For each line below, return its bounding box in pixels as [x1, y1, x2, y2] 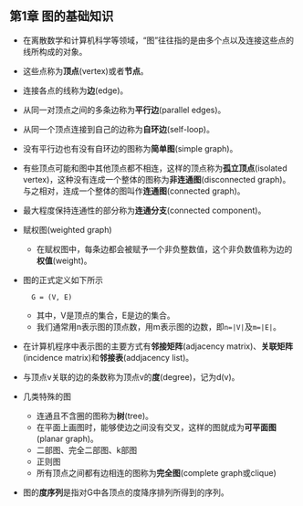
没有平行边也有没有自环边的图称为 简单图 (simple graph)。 [22, 142, 238, 153]
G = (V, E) [31, 292, 73, 301]
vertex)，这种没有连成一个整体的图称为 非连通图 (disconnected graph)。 [22, 174, 291, 184]
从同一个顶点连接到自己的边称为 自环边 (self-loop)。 [22, 123, 214, 134]
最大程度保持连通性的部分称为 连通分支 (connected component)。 [22, 205, 266, 216]
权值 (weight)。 [36, 255, 93, 266]
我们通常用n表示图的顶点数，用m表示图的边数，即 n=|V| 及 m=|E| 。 [36, 321, 281, 332]
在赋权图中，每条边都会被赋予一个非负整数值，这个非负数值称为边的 [36, 243, 293, 254]
